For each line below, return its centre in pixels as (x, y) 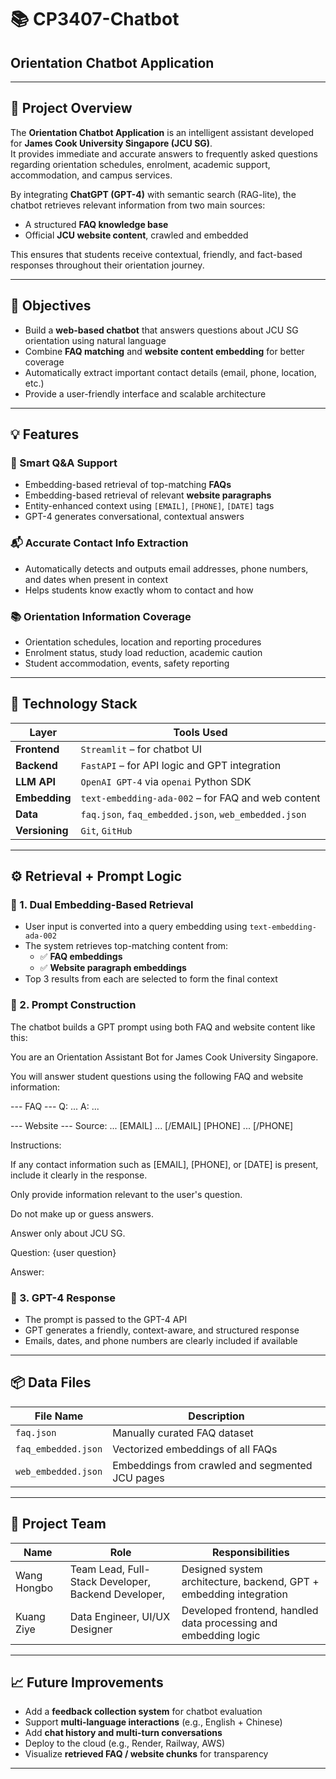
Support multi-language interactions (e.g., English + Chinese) (153, 1722)
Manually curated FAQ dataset (183, 1433)
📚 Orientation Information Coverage (101, 616)
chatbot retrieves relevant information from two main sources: (138, 205)
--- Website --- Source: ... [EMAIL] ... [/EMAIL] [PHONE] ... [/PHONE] (152, 1125)
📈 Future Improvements (87, 1682)
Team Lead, (97, 1569)
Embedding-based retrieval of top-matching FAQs (128, 485)
